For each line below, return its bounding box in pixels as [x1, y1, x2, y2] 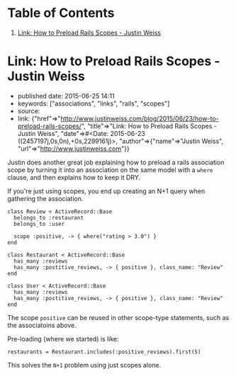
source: [17, 106, 40, 115]
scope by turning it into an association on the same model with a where [7, 165, 213, 174]
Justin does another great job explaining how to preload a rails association [7, 158, 225, 166]
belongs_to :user [13, 220, 65, 227]
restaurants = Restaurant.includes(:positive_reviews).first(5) [7, 348, 201, 355]
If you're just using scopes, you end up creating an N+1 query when [7, 186, 206, 195]
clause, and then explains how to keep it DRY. [7, 173, 140, 181]
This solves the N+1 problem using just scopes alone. [7, 360, 162, 369]
